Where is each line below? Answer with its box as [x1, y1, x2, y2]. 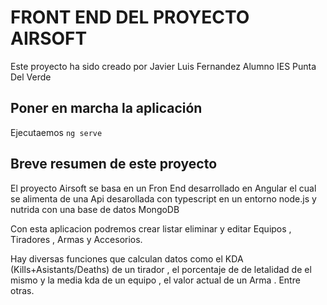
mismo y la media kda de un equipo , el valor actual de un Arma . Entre [10, 274, 301, 286]
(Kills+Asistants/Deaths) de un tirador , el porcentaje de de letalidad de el [10, 263, 312, 275]
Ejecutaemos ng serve [10, 126, 103, 138]
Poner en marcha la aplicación [10, 100, 203, 117]
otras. [10, 284, 35, 296]
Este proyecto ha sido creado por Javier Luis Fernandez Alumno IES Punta [10, 60, 317, 72]
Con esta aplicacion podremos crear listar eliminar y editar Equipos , [10, 222, 292, 235]
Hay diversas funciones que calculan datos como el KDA [10, 252, 244, 265]
